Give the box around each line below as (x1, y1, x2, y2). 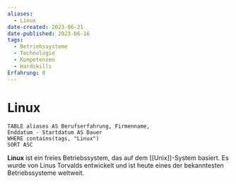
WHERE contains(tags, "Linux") (7, 135, 100, 142)
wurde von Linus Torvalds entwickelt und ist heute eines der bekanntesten (7, 161, 224, 170)
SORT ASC (7, 142, 33, 149)
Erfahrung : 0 (7, 69, 46, 76)
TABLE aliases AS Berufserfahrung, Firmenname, (7, 123, 151, 130)
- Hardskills (13, 63, 52, 70)
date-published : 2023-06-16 (7, 30, 90, 37)
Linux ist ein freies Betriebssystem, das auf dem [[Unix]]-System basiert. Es (7, 154, 229, 162)
